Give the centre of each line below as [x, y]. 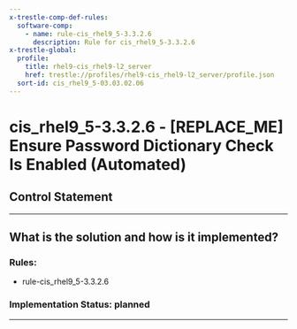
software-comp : [45, 26]
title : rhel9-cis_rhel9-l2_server [88, 67]
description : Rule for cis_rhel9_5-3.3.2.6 [114, 42]
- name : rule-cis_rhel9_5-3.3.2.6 [88, 34]
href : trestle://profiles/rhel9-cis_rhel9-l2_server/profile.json [150, 75]
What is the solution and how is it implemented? [144, 237]
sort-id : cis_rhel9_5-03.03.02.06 [80, 83]
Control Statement [61, 197]
